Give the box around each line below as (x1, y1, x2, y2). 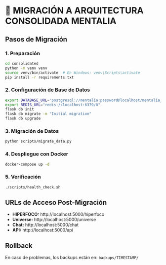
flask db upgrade (5, 116, 41, 121)
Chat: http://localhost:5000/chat (12, 222, 79, 228)
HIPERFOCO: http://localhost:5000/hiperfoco (12, 211, 105, 217)
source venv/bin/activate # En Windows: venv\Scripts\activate (5, 70, 140, 75)
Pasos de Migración (5, 35, 68, 43)
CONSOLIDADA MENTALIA (5, 15, 117, 27)
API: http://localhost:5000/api (12, 227, 73, 233)
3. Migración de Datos (5, 127, 59, 134)
